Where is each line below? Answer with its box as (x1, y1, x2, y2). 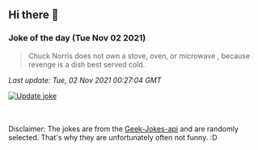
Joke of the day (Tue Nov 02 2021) (8, 32, 146, 44)
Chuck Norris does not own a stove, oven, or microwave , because (27, 50, 251, 61)
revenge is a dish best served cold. (27, 59, 146, 69)
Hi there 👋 (8, 8, 59, 22)
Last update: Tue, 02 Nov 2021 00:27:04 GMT (8, 75, 162, 85)
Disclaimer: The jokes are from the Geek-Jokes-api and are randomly (8, 123, 239, 134)
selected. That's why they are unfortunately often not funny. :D (8, 132, 218, 142)
